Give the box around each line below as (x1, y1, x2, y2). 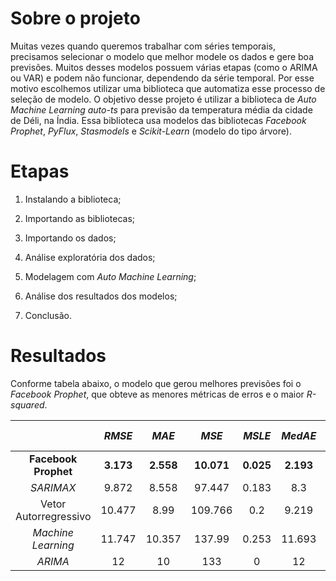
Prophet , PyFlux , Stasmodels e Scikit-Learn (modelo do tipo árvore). (10, 125, 292, 137)
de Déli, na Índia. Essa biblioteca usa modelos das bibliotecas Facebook (10, 114, 307, 126)
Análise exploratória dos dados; (24, 251, 156, 263)
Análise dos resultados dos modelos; (24, 290, 178, 302)
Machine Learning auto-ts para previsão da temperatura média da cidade (10, 103, 313, 116)
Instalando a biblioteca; (24, 193, 122, 205)
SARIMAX (30, 480, 77, 494)
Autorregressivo (15, 509, 92, 523)
